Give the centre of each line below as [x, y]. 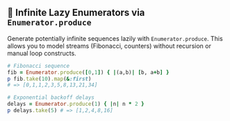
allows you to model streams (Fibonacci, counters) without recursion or [109, 46]
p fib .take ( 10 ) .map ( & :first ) [49, 79]
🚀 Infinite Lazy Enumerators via [76, 13]
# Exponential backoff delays [51, 97]
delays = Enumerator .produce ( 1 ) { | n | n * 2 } [76, 104]
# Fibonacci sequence [39, 66]
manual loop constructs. [42, 53]
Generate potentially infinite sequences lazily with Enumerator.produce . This [115, 38]
